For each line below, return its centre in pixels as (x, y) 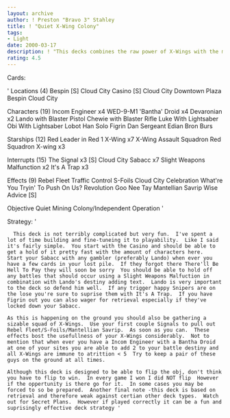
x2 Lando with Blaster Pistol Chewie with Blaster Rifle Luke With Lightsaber (113, 119)
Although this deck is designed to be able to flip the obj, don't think (115, 372)
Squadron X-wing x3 (36, 146)
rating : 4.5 (24, 58)
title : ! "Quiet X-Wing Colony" (53, 26)
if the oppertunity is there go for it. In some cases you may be (105, 384)
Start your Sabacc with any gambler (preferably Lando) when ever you (110, 258)
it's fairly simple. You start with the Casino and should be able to (111, 246)
